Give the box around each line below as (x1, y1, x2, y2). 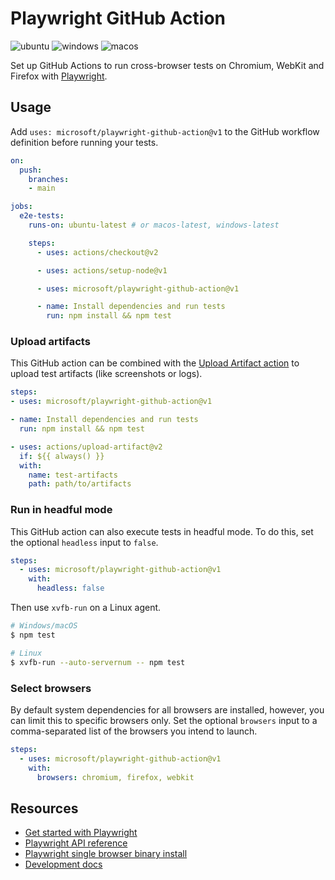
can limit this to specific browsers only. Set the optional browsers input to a (10, 714, 318, 726)
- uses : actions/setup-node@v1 (36, 265, 168, 276)
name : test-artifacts (28, 470, 118, 480)
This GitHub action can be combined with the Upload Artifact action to (10, 357, 300, 369)
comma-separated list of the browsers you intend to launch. (10, 725, 258, 737)
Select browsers (10, 681, 92, 695)
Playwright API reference (24, 837, 128, 849)
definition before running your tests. (10, 136, 159, 148)
